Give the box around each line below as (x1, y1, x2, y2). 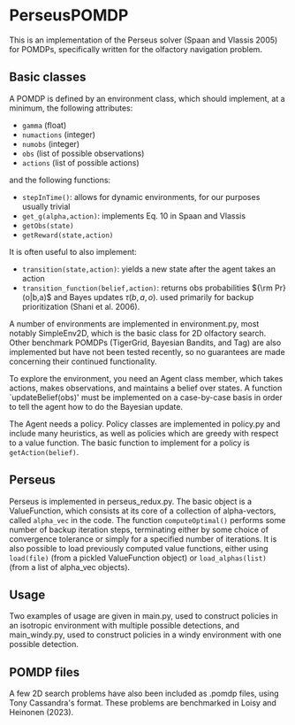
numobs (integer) (21, 138, 80, 149)
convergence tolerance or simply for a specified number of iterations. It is (9, 533, 277, 544)
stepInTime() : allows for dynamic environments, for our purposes (21, 191, 261, 202)
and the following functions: (9, 174, 111, 185)
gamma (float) (21, 120, 67, 130)
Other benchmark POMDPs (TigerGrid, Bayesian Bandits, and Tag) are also (9, 337, 282, 348)
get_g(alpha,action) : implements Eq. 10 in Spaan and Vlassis (21, 210, 246, 221)
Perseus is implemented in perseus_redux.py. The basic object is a (9, 496, 253, 506)
